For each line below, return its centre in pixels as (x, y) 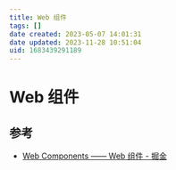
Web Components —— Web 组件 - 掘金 (94, 156)
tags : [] (25, 26)
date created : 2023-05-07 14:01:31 (75, 34)
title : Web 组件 (38, 17)
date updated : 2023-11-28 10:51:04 (75, 42)
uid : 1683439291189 (46, 51)
